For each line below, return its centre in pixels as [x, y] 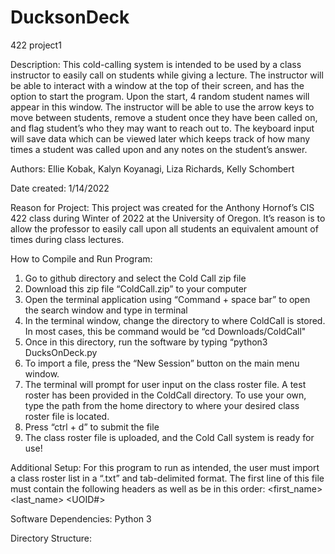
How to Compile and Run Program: [81, 258]
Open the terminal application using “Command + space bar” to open [167, 299]
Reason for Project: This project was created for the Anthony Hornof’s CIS [162, 207]
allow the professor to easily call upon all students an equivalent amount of [164, 228]
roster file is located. [67, 416]
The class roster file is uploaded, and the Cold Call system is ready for [169, 437]
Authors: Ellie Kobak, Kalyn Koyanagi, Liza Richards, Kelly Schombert [152, 168]
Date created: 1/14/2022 [60, 188]
